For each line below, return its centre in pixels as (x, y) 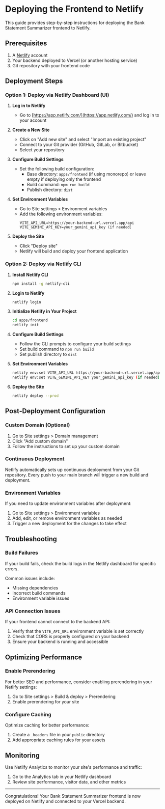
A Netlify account (30, 55)
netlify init (26, 325)
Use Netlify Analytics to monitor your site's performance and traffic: (74, 767)
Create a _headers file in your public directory (58, 735)
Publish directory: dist (50, 190)
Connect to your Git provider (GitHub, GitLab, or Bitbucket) (79, 145)
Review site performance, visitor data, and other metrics (69, 781)
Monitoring (23, 755)
